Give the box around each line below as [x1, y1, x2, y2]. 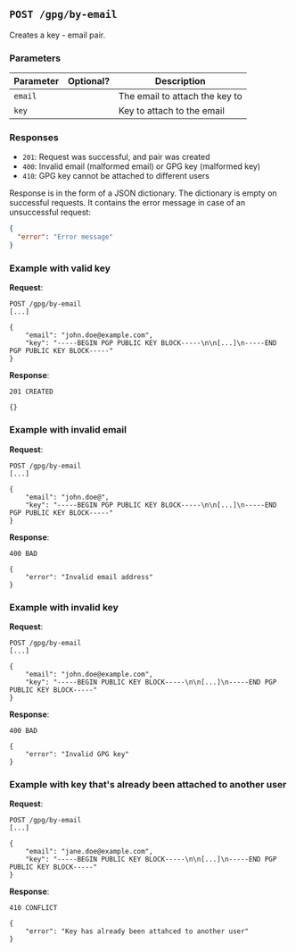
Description [154, 75, 207, 88]
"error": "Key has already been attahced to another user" [25, 927, 250, 936]
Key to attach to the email [118, 105, 226, 117]
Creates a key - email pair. [9, 29, 105, 40]
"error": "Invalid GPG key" [25, 749, 129, 759]
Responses [9, 131, 60, 144]
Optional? [67, 75, 110, 88]
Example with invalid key [9, 601, 119, 613]
